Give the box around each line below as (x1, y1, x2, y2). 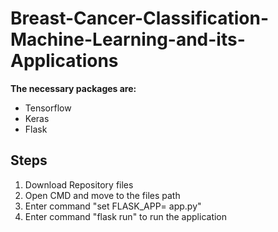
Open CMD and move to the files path (24, 189, 181, 201)
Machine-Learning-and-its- (10, 28, 246, 51)
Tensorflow (24, 102, 72, 114)
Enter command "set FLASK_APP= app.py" (24, 200, 202, 212)
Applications (10, 50, 119, 72)
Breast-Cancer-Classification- (10, 7, 270, 30)
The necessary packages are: (10, 82, 137, 94)
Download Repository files (24, 178, 134, 191)
